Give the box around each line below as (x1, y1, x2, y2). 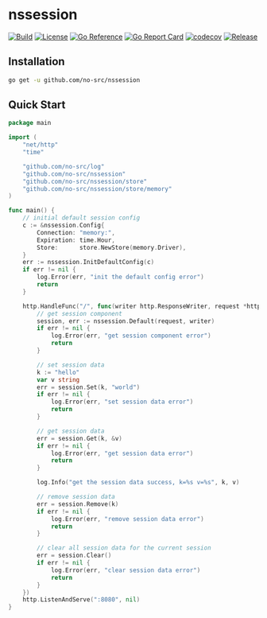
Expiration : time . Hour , (37, 236, 115, 244)
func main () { (8, 207, 56, 215)
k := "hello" (37, 368, 80, 376)
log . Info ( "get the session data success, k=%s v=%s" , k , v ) (37, 479, 240, 487)
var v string (37, 375, 80, 383)
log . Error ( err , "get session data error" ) (50, 449, 194, 457)
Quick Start (8, 98, 66, 112)
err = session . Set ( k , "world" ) (37, 383, 141, 391)
